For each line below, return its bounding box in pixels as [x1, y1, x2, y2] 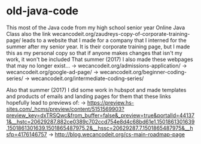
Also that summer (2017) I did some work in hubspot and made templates [6, 86, 187, 93]
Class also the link [6, 30, 51, 37]
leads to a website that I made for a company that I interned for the [22, 36, 187, 44]
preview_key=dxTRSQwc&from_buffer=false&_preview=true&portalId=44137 [6, 112, 195, 119]
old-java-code [6, 4, 79, 18]
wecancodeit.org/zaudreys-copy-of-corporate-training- [51, 30, 190, 37]
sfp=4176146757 [6, 130, 47, 138]
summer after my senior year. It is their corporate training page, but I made [6, 43, 190, 50]
